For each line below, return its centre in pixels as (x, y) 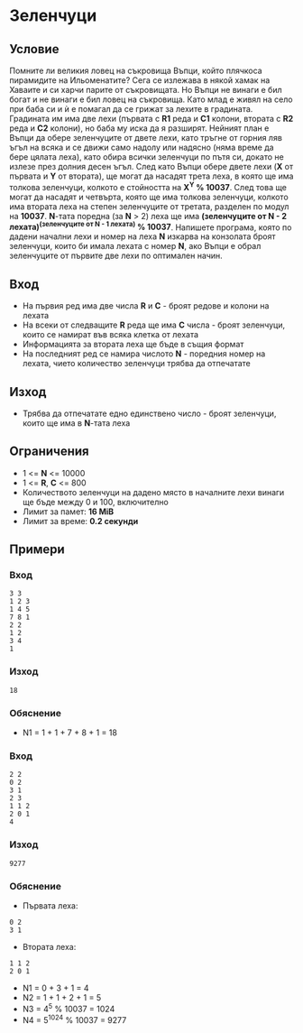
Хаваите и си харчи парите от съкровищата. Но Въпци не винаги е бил (146, 90)
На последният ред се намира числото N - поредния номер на (144, 354)
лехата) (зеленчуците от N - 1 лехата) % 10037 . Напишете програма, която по (151, 226)
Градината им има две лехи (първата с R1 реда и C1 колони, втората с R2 (151, 119)
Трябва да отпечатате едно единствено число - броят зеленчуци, (149, 413)
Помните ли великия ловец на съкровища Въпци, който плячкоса (136, 70)
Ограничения (49, 452)
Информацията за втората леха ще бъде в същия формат (133, 345)
